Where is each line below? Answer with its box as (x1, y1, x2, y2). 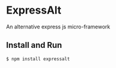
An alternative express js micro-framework (6, 23, 111, 30)
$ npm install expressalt (6, 56, 70, 62)
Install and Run (6, 40, 62, 50)
